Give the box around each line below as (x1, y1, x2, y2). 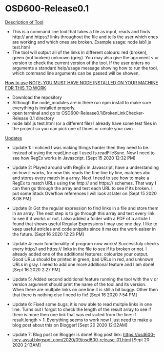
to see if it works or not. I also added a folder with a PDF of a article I (12, 215, 150, 221)
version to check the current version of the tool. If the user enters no (12, 60, 150, 66)
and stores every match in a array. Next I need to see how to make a (12, 175, 149, 181)
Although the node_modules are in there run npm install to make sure (12, 99, 151, 105)
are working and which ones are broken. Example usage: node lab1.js (12, 39, 151, 45)
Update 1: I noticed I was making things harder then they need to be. (12, 144, 150, 150)
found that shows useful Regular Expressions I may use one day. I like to (12, 221, 158, 227)
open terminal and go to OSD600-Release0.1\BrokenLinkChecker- (12, 110, 145, 116)
